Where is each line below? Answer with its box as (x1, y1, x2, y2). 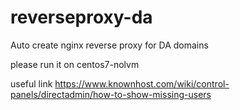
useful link (10, 77, 53, 90)
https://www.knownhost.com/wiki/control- (54, 77, 230, 90)
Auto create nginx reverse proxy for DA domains (10, 39, 209, 51)
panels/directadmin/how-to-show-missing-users (10, 88, 212, 100)
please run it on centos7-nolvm (10, 58, 140, 70)
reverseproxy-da (10, 6, 153, 29)
